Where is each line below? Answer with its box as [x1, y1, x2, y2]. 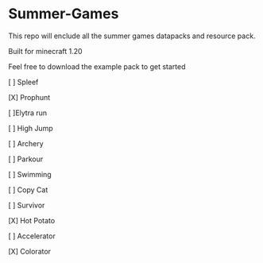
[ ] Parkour [8, 154, 44, 164]
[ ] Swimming [8, 169, 52, 179]
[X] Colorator [8, 246, 52, 256]
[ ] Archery [8, 138, 44, 148]
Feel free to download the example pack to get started [8, 61, 186, 72]
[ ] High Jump [8, 123, 53, 133]
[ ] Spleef [8, 77, 39, 87]
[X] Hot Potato [8, 215, 56, 225]
